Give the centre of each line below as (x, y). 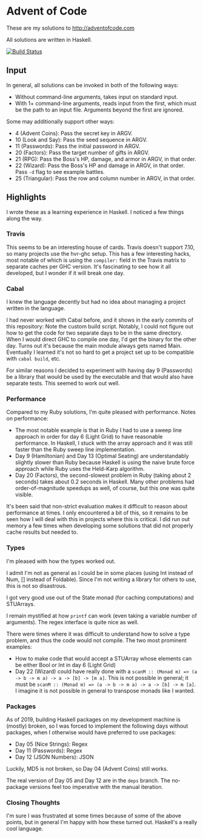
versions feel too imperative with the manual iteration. (96, 787)
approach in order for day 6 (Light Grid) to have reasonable (89, 437)
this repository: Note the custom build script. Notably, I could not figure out (100, 327)
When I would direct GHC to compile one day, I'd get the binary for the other (101, 339)
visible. (24, 494)
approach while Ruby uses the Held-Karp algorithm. (80, 469)
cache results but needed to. (42, 532)
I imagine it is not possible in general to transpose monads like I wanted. (105, 690)
